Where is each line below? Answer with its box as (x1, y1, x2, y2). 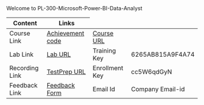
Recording (9, 64, 39, 72)
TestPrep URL (46, 68, 86, 76)
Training (92, 46, 117, 55)
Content (13, 19, 38, 27)
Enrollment (92, 64, 123, 72)
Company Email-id (131, 85, 185, 93)
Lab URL (46, 50, 71, 59)
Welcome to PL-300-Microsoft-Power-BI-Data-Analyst (6, 5, 143, 11)
